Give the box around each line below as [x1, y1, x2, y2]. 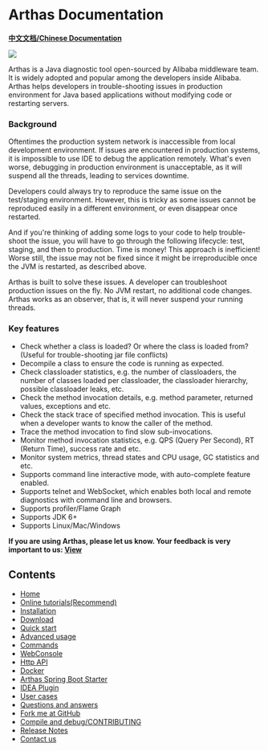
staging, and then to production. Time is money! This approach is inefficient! [8, 245, 261, 255]
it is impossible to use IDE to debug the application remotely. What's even [8, 154, 251, 164]
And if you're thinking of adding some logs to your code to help [8, 227, 217, 238]
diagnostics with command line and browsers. [19, 495, 173, 504]
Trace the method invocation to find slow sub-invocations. [19, 427, 213, 436]
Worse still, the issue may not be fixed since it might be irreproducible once [8, 253, 258, 263]
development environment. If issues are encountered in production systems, [8, 145, 261, 155]
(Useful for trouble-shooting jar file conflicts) [19, 349, 169, 359]
